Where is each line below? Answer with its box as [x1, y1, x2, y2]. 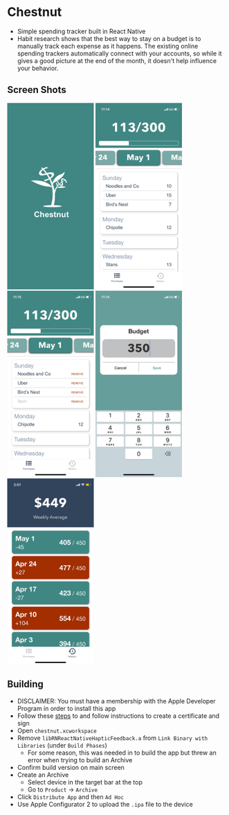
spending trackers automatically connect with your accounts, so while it [17, 49, 223, 58]
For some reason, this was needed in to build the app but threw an [27, 748, 217, 757]
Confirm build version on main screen [17, 763, 125, 771]
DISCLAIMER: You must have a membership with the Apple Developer [17, 696, 216, 705]
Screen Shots [7, 84, 67, 96]
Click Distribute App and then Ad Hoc [17, 792, 125, 801]
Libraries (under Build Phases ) [17, 741, 107, 749]
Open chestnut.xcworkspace [17, 726, 97, 735]
